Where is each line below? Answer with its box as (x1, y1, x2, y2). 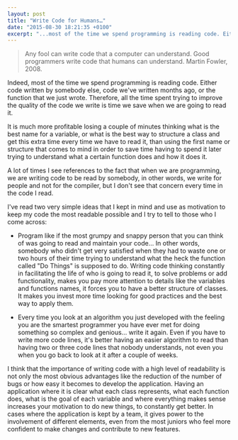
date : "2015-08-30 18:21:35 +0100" (7, 23, 113, 31)
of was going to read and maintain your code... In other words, (17, 239, 200, 248)
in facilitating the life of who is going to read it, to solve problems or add (17, 269, 228, 277)
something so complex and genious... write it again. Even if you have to (17, 328, 226, 337)
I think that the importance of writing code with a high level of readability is (7, 365, 226, 373)
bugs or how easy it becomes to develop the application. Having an (7, 380, 204, 388)
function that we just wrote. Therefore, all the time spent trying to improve (7, 94, 223, 102)
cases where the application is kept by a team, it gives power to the (7, 409, 204, 419)
